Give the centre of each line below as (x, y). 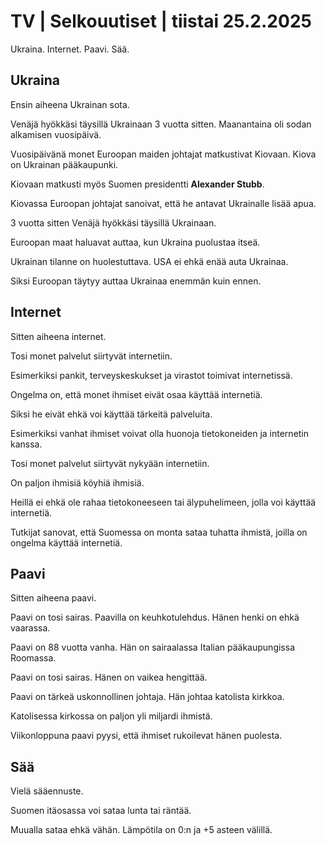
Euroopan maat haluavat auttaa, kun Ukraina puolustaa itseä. (135, 242)
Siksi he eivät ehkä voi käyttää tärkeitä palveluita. (111, 414)
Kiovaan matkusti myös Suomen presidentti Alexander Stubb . (137, 184)
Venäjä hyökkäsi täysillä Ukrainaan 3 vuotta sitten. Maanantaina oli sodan (161, 124)
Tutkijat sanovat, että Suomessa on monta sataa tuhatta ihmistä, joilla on (159, 532)
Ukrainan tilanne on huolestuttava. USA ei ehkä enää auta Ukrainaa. (149, 261)
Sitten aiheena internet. (58, 336)
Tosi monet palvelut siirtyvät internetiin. (91, 356)
